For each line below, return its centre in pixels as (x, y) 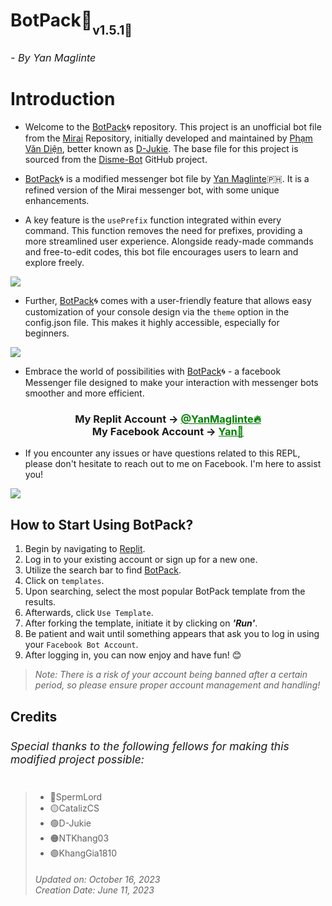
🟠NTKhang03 (79, 838)
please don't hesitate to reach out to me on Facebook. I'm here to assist (173, 464)
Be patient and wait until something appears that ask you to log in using (172, 634)
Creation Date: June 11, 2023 (94, 890)
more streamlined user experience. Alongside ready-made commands (169, 241)
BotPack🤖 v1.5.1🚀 (71, 23)
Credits (34, 716)
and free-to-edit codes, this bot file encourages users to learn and (161, 252)
